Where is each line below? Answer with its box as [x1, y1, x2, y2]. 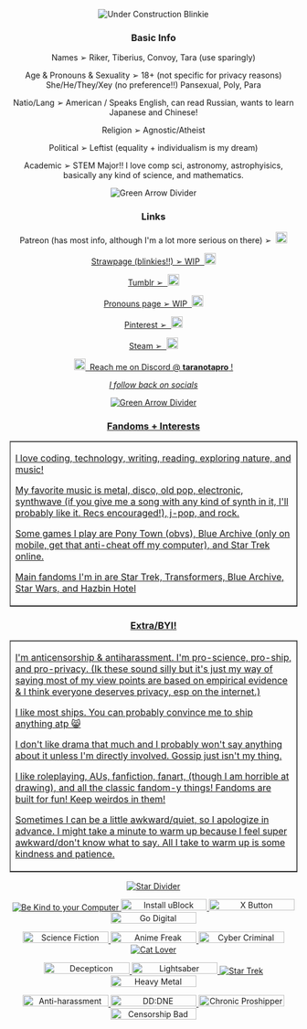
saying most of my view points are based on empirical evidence [15, 674, 288, 687]
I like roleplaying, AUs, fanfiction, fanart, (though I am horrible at [15, 770, 290, 783]
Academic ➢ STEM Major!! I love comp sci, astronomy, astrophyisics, [24, 160, 283, 171]
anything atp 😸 [15, 717, 81, 730]
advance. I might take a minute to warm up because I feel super [15, 825, 288, 838]
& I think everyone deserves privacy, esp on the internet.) [15, 685, 261, 698]
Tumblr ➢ [127, 277, 164, 288]
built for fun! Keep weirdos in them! [15, 793, 166, 806]
